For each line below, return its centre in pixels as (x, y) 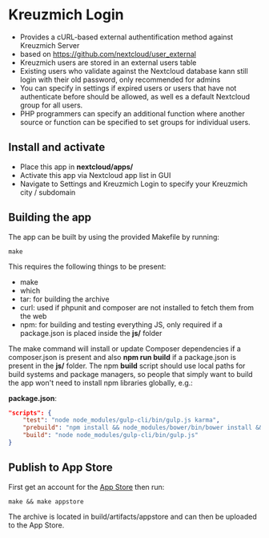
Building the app (50, 218)
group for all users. (51, 105)
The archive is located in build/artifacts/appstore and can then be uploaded (133, 516)
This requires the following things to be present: (87, 266)
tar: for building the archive (64, 299)
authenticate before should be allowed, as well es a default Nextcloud (135, 96)
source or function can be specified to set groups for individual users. (135, 122)
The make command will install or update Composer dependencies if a (125, 348)
